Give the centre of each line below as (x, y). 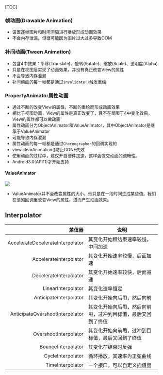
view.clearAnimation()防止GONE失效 (48, 149)
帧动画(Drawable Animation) (39, 20)
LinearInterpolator (63, 288)
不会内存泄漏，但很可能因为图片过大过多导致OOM (62, 38)
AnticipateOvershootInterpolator (47, 314)
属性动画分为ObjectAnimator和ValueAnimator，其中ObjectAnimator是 (81, 125)
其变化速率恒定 (105, 288)
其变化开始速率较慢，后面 (117, 256)
